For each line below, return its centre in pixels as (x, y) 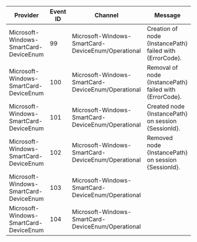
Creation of (162, 29)
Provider (27, 15)
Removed (160, 138)
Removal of (162, 68)
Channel (107, 15)
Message (167, 15)
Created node (166, 106)
